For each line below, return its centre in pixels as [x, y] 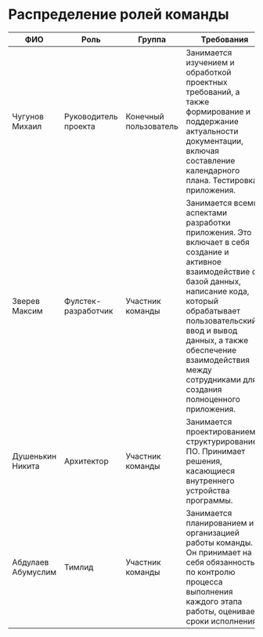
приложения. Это [219, 232]
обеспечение [211, 350]
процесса [204, 581]
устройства [208, 490]
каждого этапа [214, 601]
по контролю [211, 572]
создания [204, 389]
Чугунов [28, 116]
